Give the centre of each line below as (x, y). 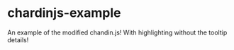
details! (18, 39)
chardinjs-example (64, 13)
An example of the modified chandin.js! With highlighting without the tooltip (117, 32)
